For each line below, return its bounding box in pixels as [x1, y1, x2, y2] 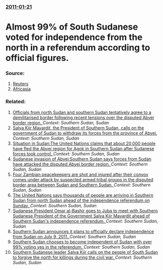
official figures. [5, 53, 69, 64]
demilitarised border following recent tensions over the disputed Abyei [12, 115, 154, 120]
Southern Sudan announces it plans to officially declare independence [12, 228, 154, 234]
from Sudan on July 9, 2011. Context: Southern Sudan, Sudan [12, 233, 136, 239]
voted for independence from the [5, 32, 143, 43]
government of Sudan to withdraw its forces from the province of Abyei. [12, 130, 158, 136]
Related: [5, 98, 26, 105]
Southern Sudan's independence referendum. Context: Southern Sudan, [12, 218, 158, 224]
